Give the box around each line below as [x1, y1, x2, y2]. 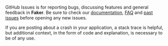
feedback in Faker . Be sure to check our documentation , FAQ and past [5, 9, 153, 15]
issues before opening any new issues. [5, 15, 87, 20]
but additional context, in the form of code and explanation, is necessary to [5, 30, 163, 35]
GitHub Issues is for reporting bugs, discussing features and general [5, 4, 149, 10]
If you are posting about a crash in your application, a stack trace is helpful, [5, 24, 163, 30]
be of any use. [5, 35, 36, 41]
